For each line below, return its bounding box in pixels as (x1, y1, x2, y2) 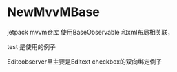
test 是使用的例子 (7, 42, 56, 51)
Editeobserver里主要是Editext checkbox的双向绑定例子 (7, 57, 163, 66)
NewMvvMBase (7, 4, 100, 20)
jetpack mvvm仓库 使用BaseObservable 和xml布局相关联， (7, 28, 174, 36)
